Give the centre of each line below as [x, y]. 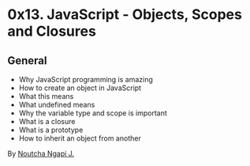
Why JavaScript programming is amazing [86, 79]
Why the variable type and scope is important [93, 113]
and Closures [52, 31]
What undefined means [57, 105]
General [28, 60]
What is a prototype [51, 130]
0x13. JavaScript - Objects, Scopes [125, 15]
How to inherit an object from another [80, 138]
